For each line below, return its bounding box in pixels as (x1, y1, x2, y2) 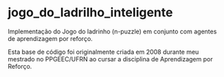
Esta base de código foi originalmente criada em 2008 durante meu (8, 48, 199, 56)
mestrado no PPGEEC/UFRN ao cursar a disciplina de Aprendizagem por (8, 55, 213, 63)
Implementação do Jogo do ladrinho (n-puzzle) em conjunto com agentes (8, 27, 217, 35)
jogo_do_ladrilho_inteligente (8, 5, 173, 20)
